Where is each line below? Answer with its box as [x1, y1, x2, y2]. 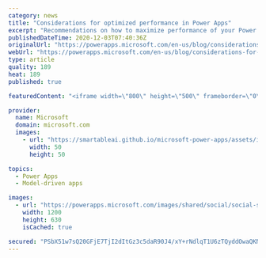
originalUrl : [8, 41, 51, 49]
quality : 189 [8, 63, 51, 71]
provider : [8, 106, 41, 115]
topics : [8, 165, 34, 173]
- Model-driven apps [15, 180, 83, 188]
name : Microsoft [15, 114, 69, 122]
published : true [8, 78, 62, 85]
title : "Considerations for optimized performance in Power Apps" [8, 19, 232, 27]
